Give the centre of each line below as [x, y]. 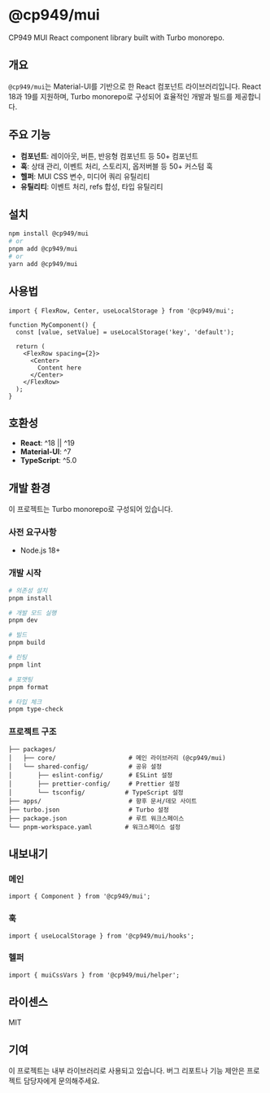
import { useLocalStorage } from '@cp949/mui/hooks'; [102, 936]
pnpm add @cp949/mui [44, 249]
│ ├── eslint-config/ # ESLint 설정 [91, 775]
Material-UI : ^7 [46, 452]
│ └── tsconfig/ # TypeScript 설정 [96, 792]
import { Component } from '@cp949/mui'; [80, 897]
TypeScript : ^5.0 [48, 461]
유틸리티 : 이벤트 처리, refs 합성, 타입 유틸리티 [91, 186]
